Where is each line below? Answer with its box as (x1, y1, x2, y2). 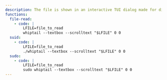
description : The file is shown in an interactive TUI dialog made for (5, 7, 157, 12)
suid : (9, 35, 21, 40)
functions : (5, 12, 28, 17)
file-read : (9, 16, 32, 21)
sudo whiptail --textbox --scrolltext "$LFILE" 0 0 (23, 68, 133, 73)
